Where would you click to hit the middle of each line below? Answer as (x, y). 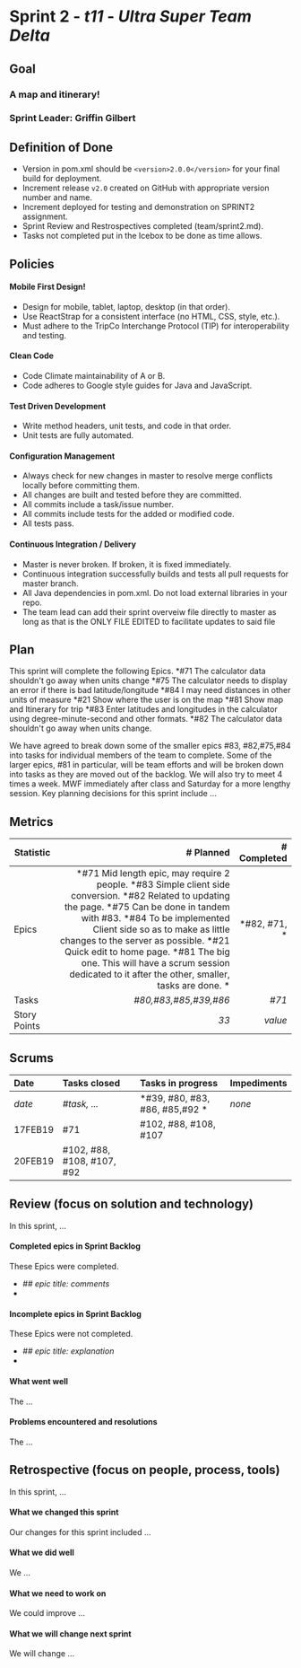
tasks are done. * (193, 986)
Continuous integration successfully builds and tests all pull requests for (155, 574)
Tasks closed (91, 1084)
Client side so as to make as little (161, 929)
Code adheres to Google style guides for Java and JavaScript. (137, 386)
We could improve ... (47, 1613)
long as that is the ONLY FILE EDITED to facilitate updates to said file (149, 621)
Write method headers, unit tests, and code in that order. (126, 426)
